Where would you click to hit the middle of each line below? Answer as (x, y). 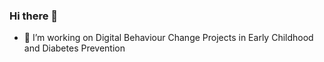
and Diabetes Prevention (74, 48)
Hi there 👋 (34, 16)
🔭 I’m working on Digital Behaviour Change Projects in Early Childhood (168, 38)
